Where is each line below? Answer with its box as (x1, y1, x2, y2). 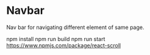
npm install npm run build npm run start (6, 35, 105, 42)
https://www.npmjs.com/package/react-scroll (6, 42, 121, 49)
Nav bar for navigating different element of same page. (6, 24, 145, 31)
